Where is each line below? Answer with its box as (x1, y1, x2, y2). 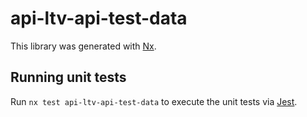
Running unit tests (10, 69, 127, 86)
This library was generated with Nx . (10, 40, 157, 52)
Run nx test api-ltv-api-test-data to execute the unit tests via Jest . (10, 95, 298, 107)
